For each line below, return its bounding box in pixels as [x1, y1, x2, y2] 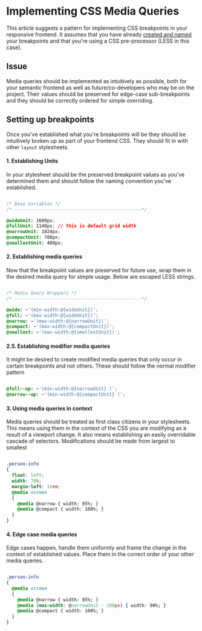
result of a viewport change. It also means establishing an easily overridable [6, 431, 196, 438]
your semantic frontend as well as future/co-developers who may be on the [6, 84, 195, 91]
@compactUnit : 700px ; [6, 234, 61, 240]
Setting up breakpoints [6, 114, 95, 125]
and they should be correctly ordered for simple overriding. [6, 97, 154, 104]
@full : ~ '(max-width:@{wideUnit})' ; [6, 312, 99, 318]
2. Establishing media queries [6, 253, 83, 261]
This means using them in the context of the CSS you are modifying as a [6, 425, 186, 432]
